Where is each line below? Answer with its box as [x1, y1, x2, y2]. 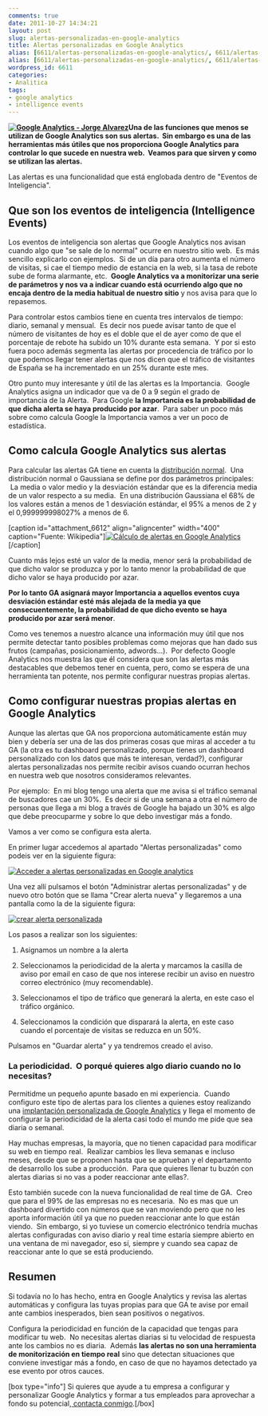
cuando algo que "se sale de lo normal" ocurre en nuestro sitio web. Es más [8, 245, 260, 255]
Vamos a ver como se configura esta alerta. [8, 827, 152, 837]
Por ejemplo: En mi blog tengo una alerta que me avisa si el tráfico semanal [8, 785, 258, 795]
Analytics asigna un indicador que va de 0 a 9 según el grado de [8, 386, 221, 396]
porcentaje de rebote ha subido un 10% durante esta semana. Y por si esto [8, 337, 257, 347]
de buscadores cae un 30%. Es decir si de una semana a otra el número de [8, 794, 258, 804]
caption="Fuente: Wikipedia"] [8, 532, 106, 541]
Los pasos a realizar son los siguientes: [8, 929, 138, 939]
